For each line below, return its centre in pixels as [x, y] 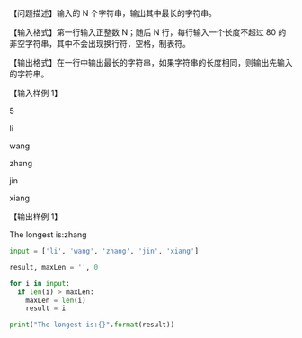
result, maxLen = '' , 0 [54, 267]
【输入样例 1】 [36, 93]
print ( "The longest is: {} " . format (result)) [92, 325]
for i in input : [40, 283]
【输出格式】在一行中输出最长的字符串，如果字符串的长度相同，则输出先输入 [151, 62]
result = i [46, 308]
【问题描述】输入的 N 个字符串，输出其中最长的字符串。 [113, 13]
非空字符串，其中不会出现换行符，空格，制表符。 [100, 44]
